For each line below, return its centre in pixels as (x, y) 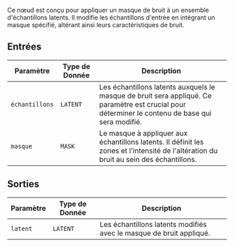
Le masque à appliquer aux (143, 133)
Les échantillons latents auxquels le (157, 87)
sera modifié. (121, 121)
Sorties (23, 184)
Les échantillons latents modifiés (153, 224)
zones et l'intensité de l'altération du (158, 151)
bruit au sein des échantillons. (148, 159)
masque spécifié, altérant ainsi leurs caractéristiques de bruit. (96, 25)
